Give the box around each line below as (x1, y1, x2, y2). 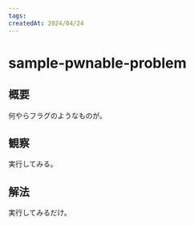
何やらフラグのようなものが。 (8, 110, 107, 121)
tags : (8, 11, 26, 20)
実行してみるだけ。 (8, 208, 71, 218)
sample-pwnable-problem (8, 54, 187, 72)
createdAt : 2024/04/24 (8, 19, 84, 27)
